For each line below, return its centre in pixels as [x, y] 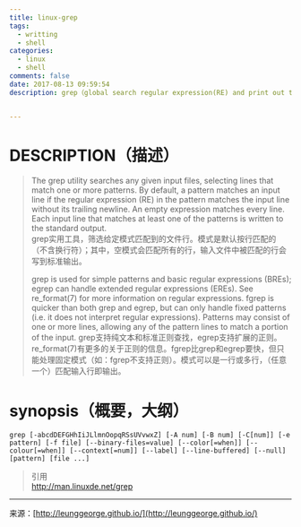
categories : [31, 51]
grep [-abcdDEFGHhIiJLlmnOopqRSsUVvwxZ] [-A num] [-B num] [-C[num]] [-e [150, 436]
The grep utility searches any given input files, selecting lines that [152, 181]
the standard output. [69, 229]
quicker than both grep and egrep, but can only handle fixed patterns [159, 308]
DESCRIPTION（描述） [94, 156]
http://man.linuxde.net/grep [82, 487]
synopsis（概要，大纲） [99, 411]
